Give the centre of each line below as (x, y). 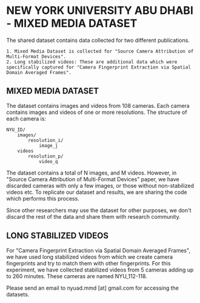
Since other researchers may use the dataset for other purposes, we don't (99, 210)
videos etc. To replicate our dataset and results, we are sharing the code (97, 192)
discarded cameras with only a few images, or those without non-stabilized (100, 185)
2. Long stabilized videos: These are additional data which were (92, 62)
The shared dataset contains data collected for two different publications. (98, 40)
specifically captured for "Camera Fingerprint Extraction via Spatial (98, 67)
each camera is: (26, 118)
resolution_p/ (46, 156)
